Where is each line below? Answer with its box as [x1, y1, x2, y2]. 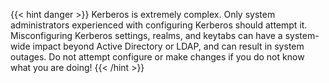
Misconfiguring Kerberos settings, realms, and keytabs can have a [10, 30, 283, 41]
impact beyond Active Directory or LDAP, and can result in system [32, 40, 305, 52]
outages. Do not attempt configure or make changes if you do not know [10, 51, 305, 63]
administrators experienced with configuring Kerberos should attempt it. [10, 19, 308, 31]
